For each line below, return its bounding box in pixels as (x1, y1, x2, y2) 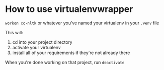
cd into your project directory (12, 39, 73, 45)
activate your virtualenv (12, 44, 61, 50)
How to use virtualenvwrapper (5, 3, 133, 15)
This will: (5, 29, 23, 35)
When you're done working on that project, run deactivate (5, 59, 125, 65)
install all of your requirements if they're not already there (12, 50, 130, 56)
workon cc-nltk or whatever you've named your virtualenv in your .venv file (5, 20, 160, 26)
